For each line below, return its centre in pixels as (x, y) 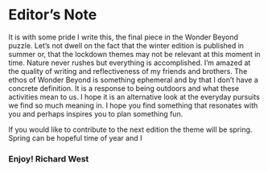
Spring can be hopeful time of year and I (75, 137)
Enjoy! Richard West (49, 158)
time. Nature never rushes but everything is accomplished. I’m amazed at (130, 63)
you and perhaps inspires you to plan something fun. (96, 113)
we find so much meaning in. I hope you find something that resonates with (133, 105)
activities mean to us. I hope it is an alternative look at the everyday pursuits (134, 96)
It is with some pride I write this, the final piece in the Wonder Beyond (124, 37)
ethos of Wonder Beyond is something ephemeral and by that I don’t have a (134, 80)
